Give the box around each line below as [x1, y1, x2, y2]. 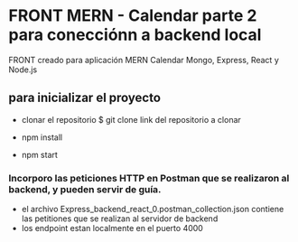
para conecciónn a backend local [8, 24, 262, 45]
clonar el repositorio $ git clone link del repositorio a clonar [21, 114, 241, 125]
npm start [21, 149, 58, 160]
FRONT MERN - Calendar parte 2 [8, 5, 257, 26]
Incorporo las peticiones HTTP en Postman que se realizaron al [8, 172, 290, 184]
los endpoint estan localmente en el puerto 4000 [21, 223, 204, 234]
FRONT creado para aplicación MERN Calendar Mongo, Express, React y [8, 54, 279, 65]
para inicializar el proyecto [8, 90, 162, 106]
